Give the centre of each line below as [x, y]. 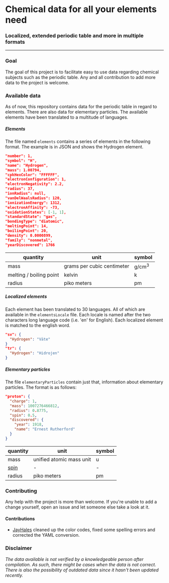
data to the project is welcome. [37, 82]
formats [15, 42]
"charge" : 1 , [23, 401]
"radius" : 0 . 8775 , [29, 410]
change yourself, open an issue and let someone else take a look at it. [77, 507]
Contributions [20, 519]
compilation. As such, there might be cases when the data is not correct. [81, 564]
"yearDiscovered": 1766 [30, 245]
